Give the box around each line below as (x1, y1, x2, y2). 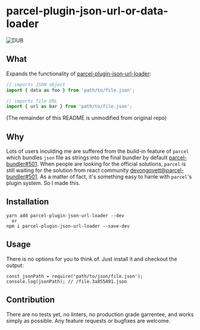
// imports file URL (6, 98, 58, 104)
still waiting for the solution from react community (6, 166, 129, 174)
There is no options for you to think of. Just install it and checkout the (6, 255, 178, 262)
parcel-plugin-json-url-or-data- (6, 4, 169, 18)
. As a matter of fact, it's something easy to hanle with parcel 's (37, 173, 192, 180)
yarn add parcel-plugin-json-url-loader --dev (6, 213, 125, 219)
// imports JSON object (6, 81, 66, 87)
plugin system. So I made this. (6, 180, 81, 187)
